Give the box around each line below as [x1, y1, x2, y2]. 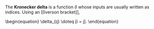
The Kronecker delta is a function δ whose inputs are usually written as [5, 4, 150, 10]
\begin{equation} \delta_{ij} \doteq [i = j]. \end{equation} [5, 19, 119, 24]
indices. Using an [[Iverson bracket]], [5, 9, 80, 15]
